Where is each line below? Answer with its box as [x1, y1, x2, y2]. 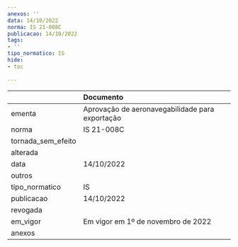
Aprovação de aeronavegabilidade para [83, 104, 215, 114]
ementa [11, 108, 37, 118]
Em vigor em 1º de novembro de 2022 [83, 217, 212, 226]
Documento [83, 92, 124, 102]
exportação [83, 113, 122, 122]
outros [11, 171, 33, 180]
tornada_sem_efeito [11, 136, 76, 146]
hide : [7, 57, 23, 64]
